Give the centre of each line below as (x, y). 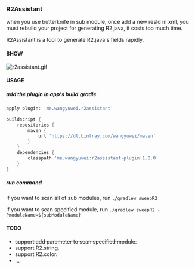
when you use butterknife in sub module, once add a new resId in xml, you (97, 22)
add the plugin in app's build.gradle (51, 94)
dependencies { (36, 153)
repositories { (36, 125)
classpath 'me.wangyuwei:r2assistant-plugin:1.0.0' (93, 158)
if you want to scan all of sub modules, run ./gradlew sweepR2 (82, 198)
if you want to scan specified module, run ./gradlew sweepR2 (81, 209)
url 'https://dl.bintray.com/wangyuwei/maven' (97, 136)
